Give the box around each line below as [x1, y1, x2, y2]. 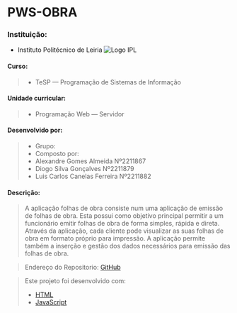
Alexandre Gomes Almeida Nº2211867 [35, 157, 146, 165]
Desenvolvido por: [7, 126, 63, 135]
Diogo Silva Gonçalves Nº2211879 [35, 165, 134, 173]
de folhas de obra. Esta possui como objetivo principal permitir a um [24, 212, 224, 220]
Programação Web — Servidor [35, 109, 125, 118]
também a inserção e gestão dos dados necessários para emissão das [24, 242, 231, 251]
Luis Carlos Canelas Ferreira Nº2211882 [35, 172, 151, 181]
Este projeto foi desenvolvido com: [24, 277, 126, 285]
